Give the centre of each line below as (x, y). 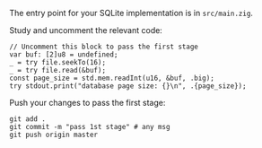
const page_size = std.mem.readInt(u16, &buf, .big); (112, 78)
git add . (28, 119)
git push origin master (54, 135)
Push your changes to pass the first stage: (87, 103)
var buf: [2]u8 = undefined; (64, 55)
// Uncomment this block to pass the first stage (104, 47)
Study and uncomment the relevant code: (86, 30)
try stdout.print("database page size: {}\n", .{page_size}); (128, 86)
